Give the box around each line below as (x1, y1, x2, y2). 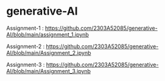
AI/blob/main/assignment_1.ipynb (6, 30, 90, 38)
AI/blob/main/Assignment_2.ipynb (6, 49, 91, 56)
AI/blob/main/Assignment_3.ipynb (6, 67, 91, 74)
